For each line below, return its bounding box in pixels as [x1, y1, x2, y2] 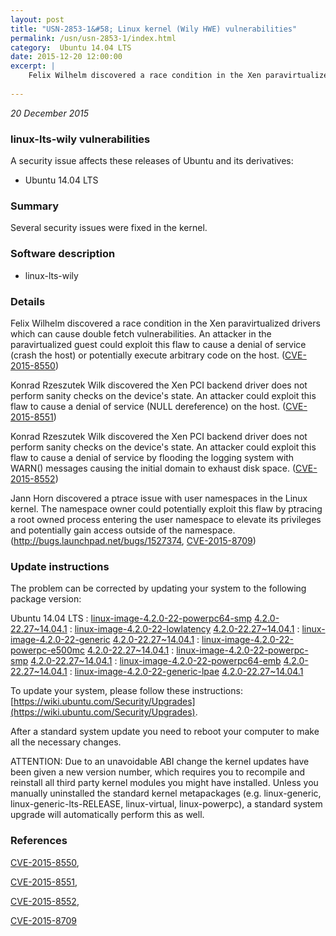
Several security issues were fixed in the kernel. [10, 222, 208, 234]
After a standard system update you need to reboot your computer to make [10, 726, 320, 738]
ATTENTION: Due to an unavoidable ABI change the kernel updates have [10, 756, 310, 768]
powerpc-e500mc [10, 644, 85, 656]
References [10, 834, 68, 848]
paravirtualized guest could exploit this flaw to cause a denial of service [10, 338, 307, 350]
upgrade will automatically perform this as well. [10, 809, 205, 821]
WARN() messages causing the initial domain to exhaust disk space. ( [10, 462, 296, 474]
